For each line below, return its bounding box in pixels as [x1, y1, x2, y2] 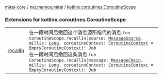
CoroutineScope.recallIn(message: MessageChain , [29, 58, 144, 63]
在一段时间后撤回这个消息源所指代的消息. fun [29, 29, 130, 36]
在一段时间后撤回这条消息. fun [29, 51, 96, 58]
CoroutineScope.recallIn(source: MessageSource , [29, 36, 144, 41]
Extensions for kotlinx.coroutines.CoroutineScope [5, 16, 126, 23]
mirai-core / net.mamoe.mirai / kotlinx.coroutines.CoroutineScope [5, 4, 136, 10]
